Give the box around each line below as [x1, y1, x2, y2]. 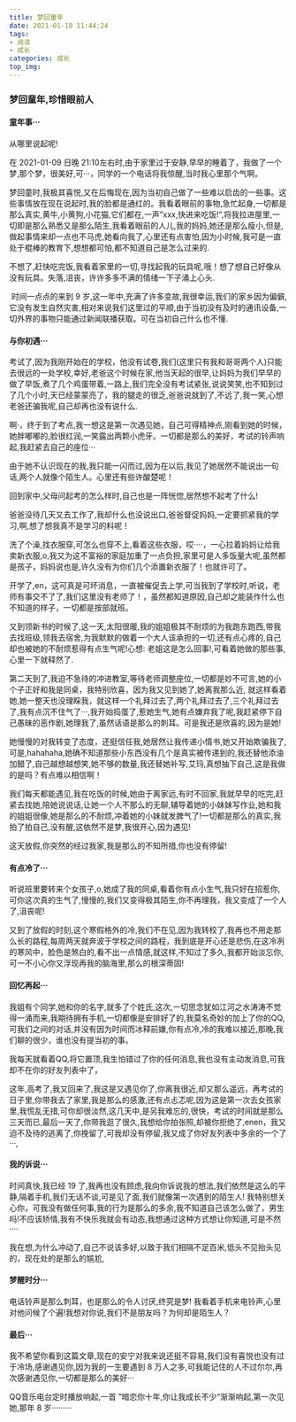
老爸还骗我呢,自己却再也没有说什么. [9, 400, 139, 412]
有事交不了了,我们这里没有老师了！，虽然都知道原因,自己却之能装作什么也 [16, 591, 285, 602]
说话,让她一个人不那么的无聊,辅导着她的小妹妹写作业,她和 [65, 799, 274, 811]
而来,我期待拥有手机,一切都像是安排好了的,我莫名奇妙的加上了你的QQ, [32, 1012, 285, 1023]
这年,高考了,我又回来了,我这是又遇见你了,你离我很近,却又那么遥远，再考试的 [9, 1083, 285, 1094]
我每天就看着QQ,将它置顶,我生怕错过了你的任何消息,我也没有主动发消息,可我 [9, 1053, 285, 1064]
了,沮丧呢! [9, 905, 46, 917]
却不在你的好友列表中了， [9, 1064, 102, 1075]
